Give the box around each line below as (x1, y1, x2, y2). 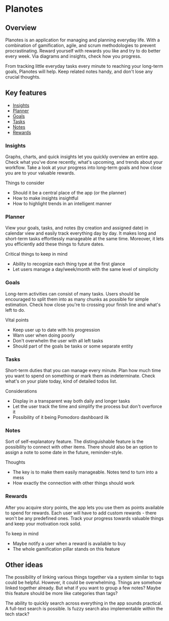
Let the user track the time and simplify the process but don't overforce (12, 404, 162, 409)
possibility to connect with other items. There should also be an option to (5, 444, 158, 450)
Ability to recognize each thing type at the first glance (12, 261, 125, 267)
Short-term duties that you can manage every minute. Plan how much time (5, 367, 161, 373)
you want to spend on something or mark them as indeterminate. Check (5, 373, 156, 379)
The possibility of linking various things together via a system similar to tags (5, 574, 164, 580)
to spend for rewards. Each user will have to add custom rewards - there (5, 510, 157, 516)
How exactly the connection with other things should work (12, 480, 135, 486)
